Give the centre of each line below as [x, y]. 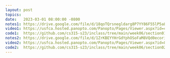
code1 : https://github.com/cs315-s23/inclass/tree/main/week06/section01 [86, 33]
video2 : [13, 43]
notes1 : [13, 24]
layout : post [19, 10]
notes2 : [13, 38]
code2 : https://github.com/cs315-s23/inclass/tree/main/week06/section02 [86, 47]
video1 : [13, 29]
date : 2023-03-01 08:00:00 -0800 [43, 19]
